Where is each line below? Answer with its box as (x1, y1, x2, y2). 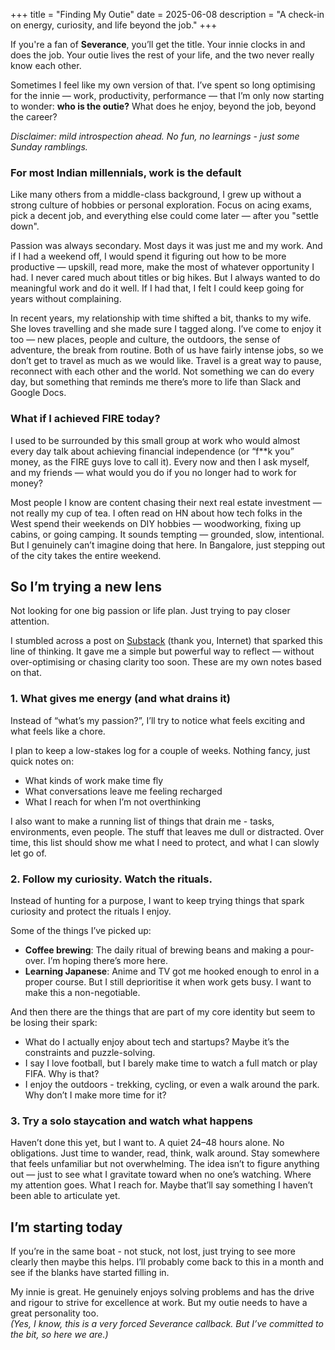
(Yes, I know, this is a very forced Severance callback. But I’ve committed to (10, 1318, 324, 1330)
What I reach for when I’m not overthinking (24, 795, 202, 808)
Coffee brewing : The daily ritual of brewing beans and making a (24, 944, 290, 956)
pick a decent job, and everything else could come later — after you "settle (10, 210, 320, 222)
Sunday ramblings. (10, 141, 88, 153)
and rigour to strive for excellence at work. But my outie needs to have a (10, 1297, 308, 1309)
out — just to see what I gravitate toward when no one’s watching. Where (10, 1169, 312, 1181)
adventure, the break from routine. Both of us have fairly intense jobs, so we (10, 344, 324, 356)
